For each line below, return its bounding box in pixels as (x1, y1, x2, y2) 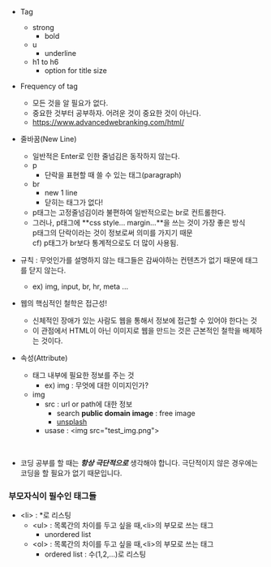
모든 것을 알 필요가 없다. (32, 98, 109, 108)
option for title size (44, 66, 107, 75)
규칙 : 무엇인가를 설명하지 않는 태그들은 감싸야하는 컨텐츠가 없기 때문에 (19, 256, 243, 264)
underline (44, 49, 77, 58)
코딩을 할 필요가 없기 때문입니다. (19, 468, 123, 478)
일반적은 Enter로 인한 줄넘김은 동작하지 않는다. (32, 152, 180, 161)
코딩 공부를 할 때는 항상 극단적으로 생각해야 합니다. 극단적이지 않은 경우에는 (19, 458, 258, 467)
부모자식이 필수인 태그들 (8, 490, 97, 501)
